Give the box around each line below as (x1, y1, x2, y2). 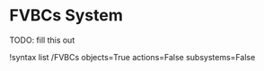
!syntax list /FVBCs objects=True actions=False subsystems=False (9, 51, 256, 62)
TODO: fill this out (9, 35, 75, 45)
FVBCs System (9, 5, 123, 26)
